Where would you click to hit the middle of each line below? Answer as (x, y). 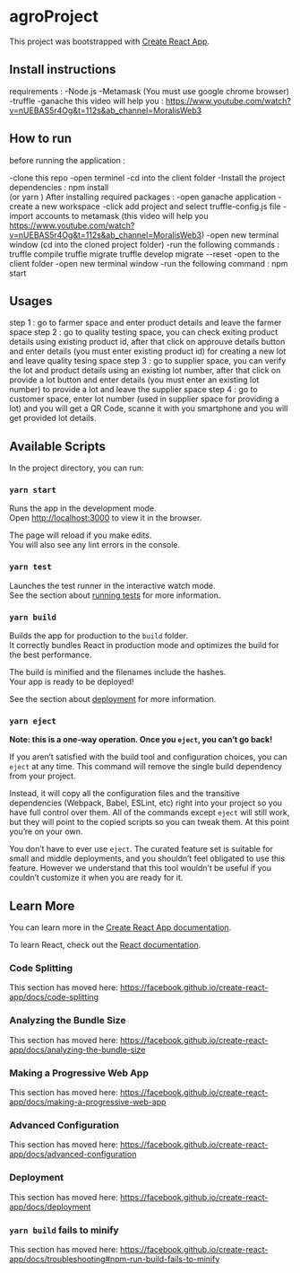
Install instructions (63, 70)
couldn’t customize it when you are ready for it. (96, 878)
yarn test (30, 567)
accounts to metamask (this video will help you (122, 215)
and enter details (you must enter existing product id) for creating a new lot (148, 351)
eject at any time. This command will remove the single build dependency (146, 767)
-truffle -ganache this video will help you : (86, 101)
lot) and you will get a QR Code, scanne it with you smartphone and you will (149, 408)
